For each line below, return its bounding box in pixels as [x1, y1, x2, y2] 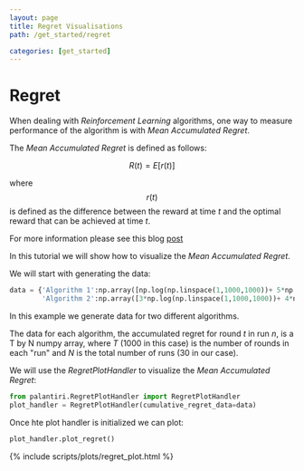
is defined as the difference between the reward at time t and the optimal [9, 206, 281, 217]
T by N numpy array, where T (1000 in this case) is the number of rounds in [9, 337, 290, 349]
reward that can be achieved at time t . [9, 216, 151, 226]
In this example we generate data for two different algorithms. [9, 310, 240, 322]
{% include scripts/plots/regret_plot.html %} [9, 450, 175, 462]
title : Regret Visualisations [9, 22, 124, 31]
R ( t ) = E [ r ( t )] [128, 160, 176, 171]
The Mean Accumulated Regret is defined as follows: [9, 142, 207, 154]
